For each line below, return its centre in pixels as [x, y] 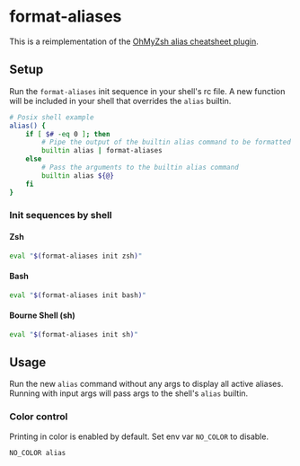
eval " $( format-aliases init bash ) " [78, 295]
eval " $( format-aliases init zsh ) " [76, 256]
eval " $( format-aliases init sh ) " [74, 334]
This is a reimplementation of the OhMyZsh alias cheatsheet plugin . [134, 41]
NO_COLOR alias [38, 453]
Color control [39, 417]
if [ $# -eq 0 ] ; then [68, 134]
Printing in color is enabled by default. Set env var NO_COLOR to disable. [139, 436]
